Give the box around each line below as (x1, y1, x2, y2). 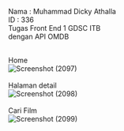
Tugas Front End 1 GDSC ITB (8, 24, 101, 32)
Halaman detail (8, 80, 57, 90)
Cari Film (8, 106, 38, 115)
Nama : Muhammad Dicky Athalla (8, 7, 117, 16)
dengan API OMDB (8, 32, 70, 41)
